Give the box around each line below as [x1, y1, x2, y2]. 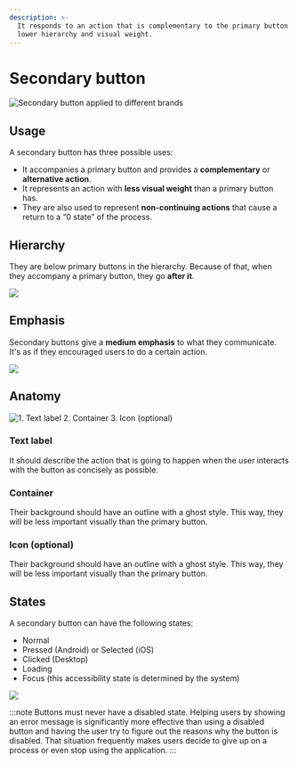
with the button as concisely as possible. [9, 464, 158, 475]
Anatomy [9, 389, 61, 404]
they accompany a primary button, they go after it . [9, 270, 195, 281]
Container [9, 487, 53, 499]
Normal [21, 635, 50, 646]
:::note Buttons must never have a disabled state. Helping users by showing [9, 707, 286, 718]
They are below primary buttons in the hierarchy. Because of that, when [9, 260, 273, 272]
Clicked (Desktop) [21, 654, 89, 665]
